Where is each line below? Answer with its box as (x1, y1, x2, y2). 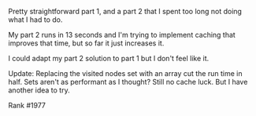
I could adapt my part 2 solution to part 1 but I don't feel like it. (8, 54, 210, 63)
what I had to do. (8, 15, 63, 24)
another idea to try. (8, 85, 70, 95)
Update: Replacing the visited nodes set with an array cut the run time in (8, 69, 243, 78)
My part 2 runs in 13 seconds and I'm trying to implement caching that (8, 31, 236, 39)
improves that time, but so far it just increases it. (8, 38, 165, 48)
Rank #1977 (8, 101, 46, 110)
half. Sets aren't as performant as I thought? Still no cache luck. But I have (8, 78, 248, 86)
